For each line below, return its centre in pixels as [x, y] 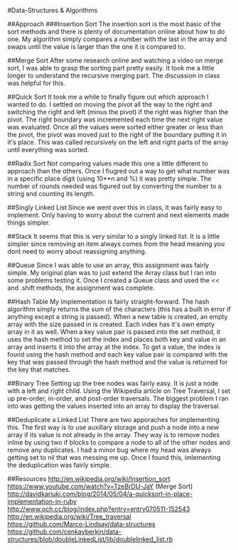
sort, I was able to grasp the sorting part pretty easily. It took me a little [111, 68]
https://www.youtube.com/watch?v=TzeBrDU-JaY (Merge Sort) [100, 486]
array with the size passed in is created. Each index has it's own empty [111, 324]
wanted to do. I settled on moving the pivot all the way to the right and [110, 104]
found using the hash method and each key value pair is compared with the [118, 354]
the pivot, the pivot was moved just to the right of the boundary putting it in [117, 135]
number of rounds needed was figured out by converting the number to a [114, 186]
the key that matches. [39, 370]
